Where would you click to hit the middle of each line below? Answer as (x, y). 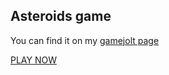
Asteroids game (61, 16)
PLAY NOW (33, 60)
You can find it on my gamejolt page (85, 40)
